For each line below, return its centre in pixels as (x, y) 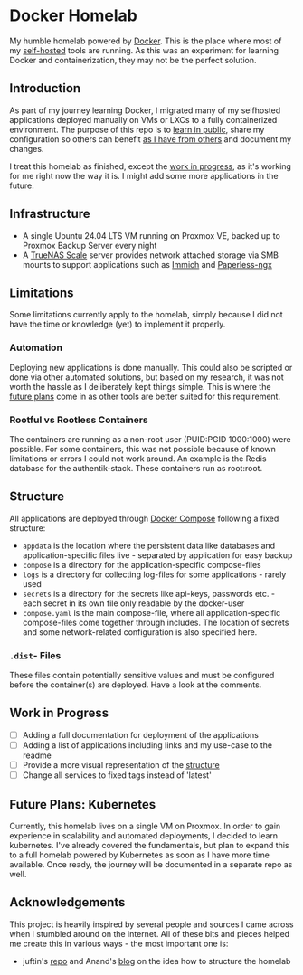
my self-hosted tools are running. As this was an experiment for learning (144, 50)
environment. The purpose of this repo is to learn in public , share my (137, 129)
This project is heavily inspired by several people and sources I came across (151, 924)
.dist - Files (35, 655)
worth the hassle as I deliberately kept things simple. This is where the (140, 386)
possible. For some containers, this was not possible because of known (142, 449)
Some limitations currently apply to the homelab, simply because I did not (146, 315)
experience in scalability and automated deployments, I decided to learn (144, 835)
